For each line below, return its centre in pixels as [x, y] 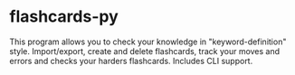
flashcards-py [64, 17]
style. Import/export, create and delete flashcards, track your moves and [145, 51]
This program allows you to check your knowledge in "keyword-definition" [148, 42]
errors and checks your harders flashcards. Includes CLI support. [131, 61]
